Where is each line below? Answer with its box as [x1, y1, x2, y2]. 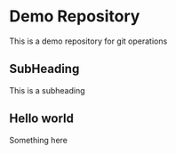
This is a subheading [9, 85, 86, 95]
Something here [9, 134, 68, 145]
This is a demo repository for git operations [9, 36, 168, 46]
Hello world [9, 111, 74, 126]
